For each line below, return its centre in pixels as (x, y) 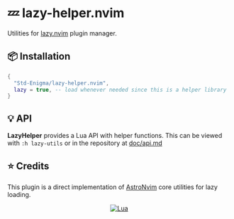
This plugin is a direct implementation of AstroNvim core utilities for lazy (113, 187)
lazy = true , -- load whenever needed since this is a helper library (120, 90)
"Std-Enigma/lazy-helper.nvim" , (62, 83)
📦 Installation (39, 57)
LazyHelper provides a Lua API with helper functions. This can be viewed (115, 136)
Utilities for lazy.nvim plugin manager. (62, 33)
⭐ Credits (28, 166)
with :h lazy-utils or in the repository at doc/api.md (85, 143)
